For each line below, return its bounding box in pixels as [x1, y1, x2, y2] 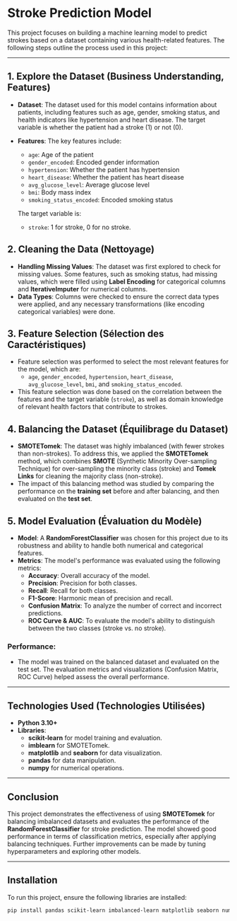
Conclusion [7, 791, 59, 803]
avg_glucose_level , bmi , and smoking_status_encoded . [28, 380, 183, 388]
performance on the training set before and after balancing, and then [17, 487, 220, 496]
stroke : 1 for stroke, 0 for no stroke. [28, 223, 132, 231]
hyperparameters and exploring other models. [7, 847, 141, 855]
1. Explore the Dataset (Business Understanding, [7, 71, 224, 83]
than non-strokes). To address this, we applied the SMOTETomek [17, 449, 209, 458]
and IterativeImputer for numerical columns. [17, 284, 148, 293]
